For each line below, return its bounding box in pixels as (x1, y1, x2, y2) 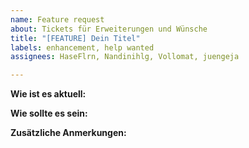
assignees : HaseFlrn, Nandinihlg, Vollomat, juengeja (10, 52, 240, 62)
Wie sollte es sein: (10, 107, 88, 120)
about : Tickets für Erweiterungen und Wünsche (10, 24, 208, 34)
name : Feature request (10, 14, 105, 25)
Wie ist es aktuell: (10, 88, 87, 100)
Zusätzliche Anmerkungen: (10, 127, 127, 139)
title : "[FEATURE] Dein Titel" (10, 33, 141, 43)
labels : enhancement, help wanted (10, 42, 155, 53)
